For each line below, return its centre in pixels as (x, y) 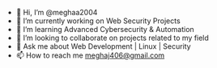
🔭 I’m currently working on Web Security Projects (98, 21)
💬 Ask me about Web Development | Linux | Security (104, 46)
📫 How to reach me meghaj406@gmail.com (90, 55)
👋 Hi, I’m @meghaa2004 (57, 12)
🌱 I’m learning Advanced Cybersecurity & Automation (105, 29)
